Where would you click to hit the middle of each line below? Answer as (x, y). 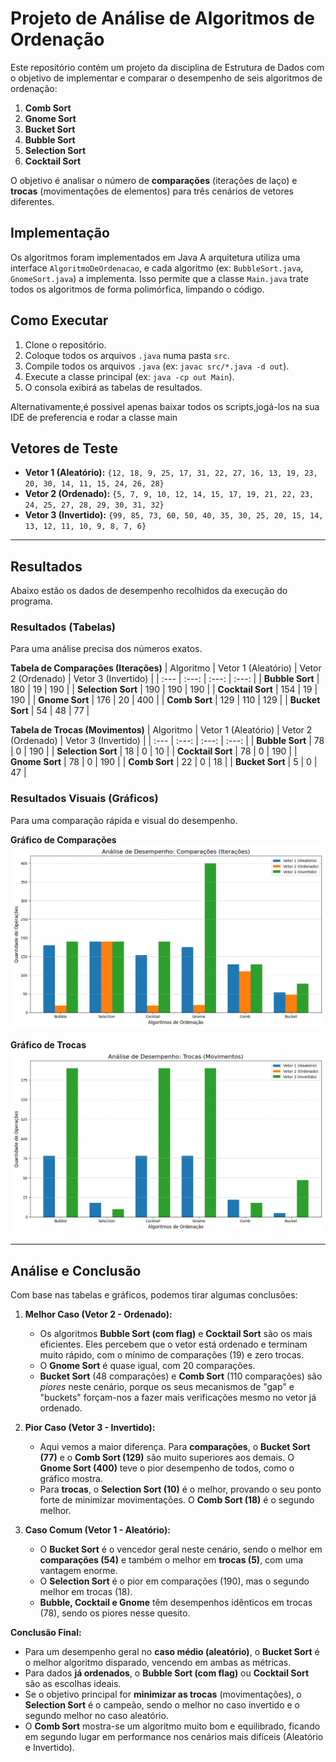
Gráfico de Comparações (63, 839)
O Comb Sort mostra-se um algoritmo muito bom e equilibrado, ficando (172, 1726)
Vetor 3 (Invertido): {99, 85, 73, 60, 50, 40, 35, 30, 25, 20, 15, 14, (174, 515)
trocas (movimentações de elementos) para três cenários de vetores (152, 191)
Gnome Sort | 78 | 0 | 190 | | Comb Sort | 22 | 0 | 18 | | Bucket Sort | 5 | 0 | (164, 762)
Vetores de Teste (64, 448)
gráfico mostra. (71, 1479)
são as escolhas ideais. (73, 1684)
